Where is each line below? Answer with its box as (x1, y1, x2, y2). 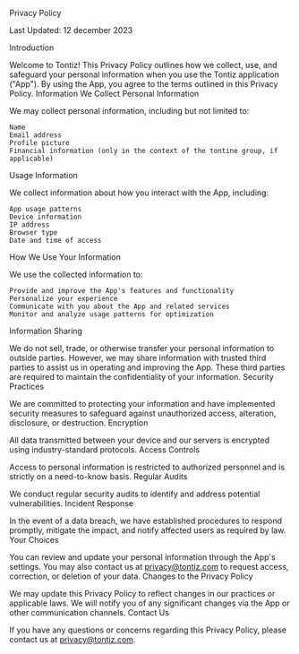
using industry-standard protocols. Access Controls (9, 444, 200, 455)
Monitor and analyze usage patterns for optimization (9, 310, 215, 319)
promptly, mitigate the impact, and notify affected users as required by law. (9, 525, 286, 536)
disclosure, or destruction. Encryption (9, 417, 149, 428)
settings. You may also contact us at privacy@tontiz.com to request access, (9, 562, 289, 572)
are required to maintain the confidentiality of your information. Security (9, 372, 275, 382)
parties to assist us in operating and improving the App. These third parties (9, 362, 286, 373)
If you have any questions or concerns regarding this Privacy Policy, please (9, 624, 286, 635)
